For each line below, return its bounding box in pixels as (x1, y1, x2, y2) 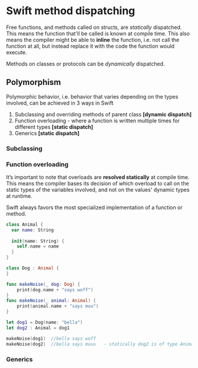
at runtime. (6, 192, 32, 199)
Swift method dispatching (6, 4, 136, 18)
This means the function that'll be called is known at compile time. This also (6, 30, 190, 37)
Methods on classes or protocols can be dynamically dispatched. (6, 60, 165, 67)
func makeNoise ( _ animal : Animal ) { (6, 298, 96, 304)
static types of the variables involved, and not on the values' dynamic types (6, 186, 190, 193)
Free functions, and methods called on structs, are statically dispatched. (6, 24, 182, 31)
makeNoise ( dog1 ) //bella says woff (6, 336, 96, 341)
